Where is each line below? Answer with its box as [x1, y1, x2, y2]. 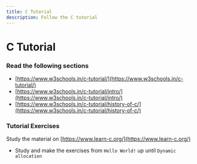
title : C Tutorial [6, 8, 52, 15]
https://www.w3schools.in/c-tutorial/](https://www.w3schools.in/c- [17, 75, 184, 82]
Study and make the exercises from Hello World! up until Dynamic [14, 147, 177, 154]
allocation [14, 153, 43, 159]
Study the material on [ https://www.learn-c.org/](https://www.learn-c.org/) [6, 135, 191, 142]
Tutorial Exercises [6, 122, 60, 130]
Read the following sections [6, 61, 89, 69]
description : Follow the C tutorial [6, 14, 98, 20]
